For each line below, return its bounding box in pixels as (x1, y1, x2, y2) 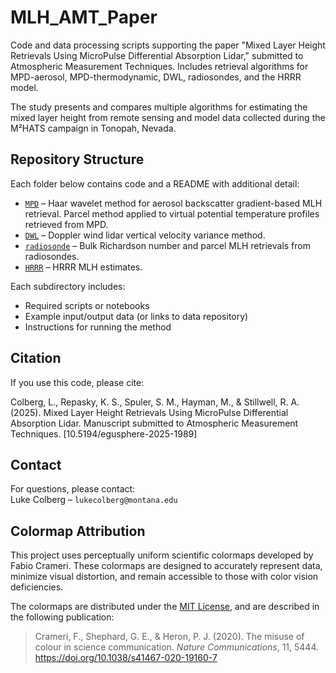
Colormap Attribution (10, 522, 146, 540)
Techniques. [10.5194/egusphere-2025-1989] (10, 427, 198, 440)
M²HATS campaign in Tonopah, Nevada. (10, 122, 177, 134)
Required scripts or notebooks (24, 299, 150, 311)
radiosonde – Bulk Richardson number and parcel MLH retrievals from (24, 239, 311, 251)
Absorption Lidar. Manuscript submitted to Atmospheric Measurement (10, 417, 299, 429)
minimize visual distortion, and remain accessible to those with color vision (10, 571, 319, 583)
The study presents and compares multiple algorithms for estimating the (10, 101, 308, 113)
